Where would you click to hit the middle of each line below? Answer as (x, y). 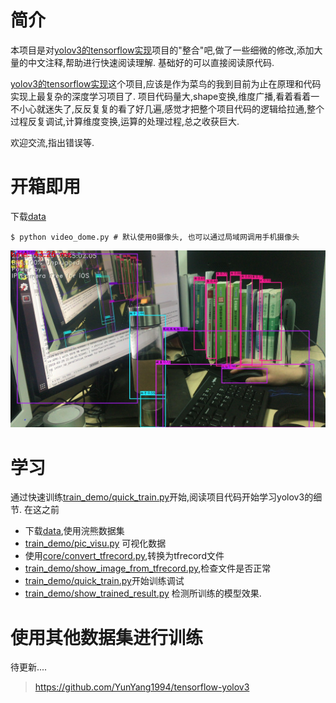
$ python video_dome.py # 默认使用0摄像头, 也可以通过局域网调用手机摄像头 (155, 237)
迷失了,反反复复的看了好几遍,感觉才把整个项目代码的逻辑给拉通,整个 (184, 108)
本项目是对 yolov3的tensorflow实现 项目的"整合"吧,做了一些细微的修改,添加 (162, 50)
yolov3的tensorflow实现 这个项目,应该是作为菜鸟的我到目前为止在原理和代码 (166, 83)
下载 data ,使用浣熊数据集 (74, 531)
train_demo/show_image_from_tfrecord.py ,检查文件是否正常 (148, 568)
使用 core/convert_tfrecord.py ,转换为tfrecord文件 (124, 556)
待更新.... (29, 667)
